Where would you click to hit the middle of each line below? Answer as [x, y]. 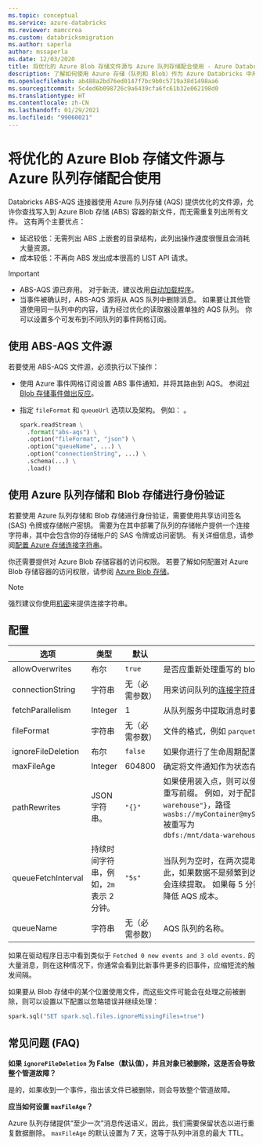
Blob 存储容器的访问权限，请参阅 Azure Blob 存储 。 [91, 571]
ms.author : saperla [40, 45]
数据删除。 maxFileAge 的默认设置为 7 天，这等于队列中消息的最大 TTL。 [131, 1133]
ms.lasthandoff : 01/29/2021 [54, 111]
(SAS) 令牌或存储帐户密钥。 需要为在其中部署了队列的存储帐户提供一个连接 [129, 525]
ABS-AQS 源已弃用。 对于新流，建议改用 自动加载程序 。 [109, 289]
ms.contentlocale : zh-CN [49, 103]
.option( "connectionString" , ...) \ [86, 454]
